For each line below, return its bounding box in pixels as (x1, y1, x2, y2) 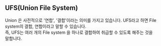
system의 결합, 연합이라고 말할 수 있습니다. (5, 23, 87, 29)
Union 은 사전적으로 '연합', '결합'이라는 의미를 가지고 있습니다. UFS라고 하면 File (5, 17, 157, 23)
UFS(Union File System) (5, 4, 78, 12)
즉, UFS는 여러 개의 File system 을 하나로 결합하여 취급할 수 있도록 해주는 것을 (5, 29, 153, 35)
